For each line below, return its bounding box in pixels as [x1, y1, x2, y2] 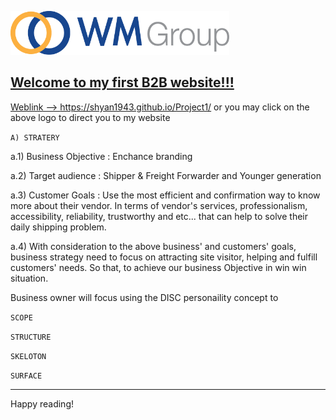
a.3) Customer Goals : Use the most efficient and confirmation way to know [10, 189, 321, 201]
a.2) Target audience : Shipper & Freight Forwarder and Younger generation [10, 169, 322, 181]
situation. [10, 272, 49, 284]
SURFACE [10, 371, 43, 381]
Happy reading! [10, 397, 74, 410]
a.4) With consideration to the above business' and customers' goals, [10, 240, 297, 252]
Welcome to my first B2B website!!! [10, 74, 235, 91]
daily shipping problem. [10, 221, 107, 233]
